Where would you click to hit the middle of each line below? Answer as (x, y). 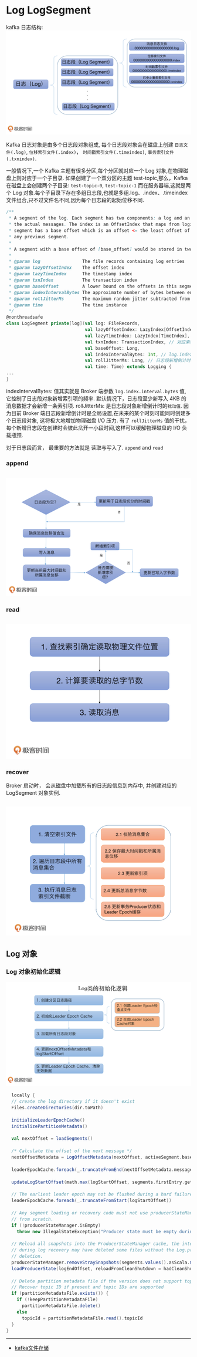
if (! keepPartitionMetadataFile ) (57, 1300)
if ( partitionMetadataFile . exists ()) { (60, 1294)
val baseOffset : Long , (113, 348)
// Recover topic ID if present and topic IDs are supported (88, 1287)
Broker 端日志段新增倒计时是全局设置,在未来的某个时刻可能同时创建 (104, 413)
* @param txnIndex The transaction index (73, 280)
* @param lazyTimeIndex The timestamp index (70, 274)
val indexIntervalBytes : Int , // (125, 355)
